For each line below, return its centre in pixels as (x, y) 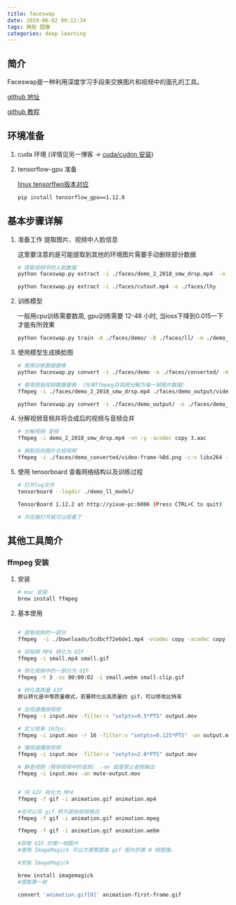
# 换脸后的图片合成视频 (47, 451)
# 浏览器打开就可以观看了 (50, 517)
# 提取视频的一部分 (42, 632)
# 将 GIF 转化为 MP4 (45, 792)
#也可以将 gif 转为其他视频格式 (58, 812)
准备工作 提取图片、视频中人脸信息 (67, 239)
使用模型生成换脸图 (45, 353)
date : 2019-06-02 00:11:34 (47, 20)
